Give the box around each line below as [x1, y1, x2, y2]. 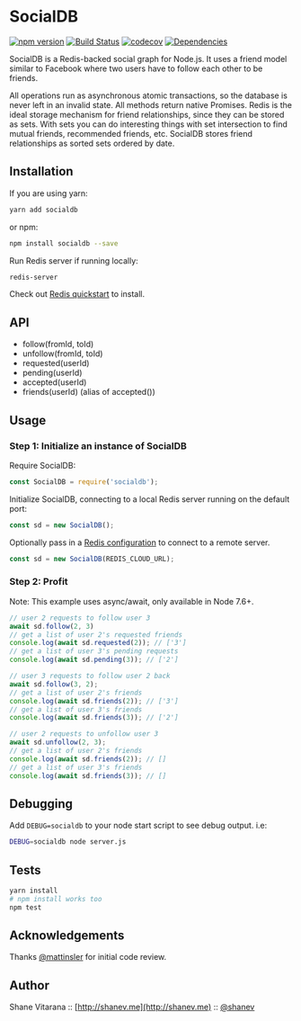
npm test [9, 902, 42, 912]
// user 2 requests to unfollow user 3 [9, 730, 159, 739]
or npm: [9, 221, 39, 232]
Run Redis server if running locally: [9, 255, 139, 266]
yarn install [9, 886, 58, 896]
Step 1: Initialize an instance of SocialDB [9, 439, 187, 452]
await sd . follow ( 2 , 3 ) [9, 622, 94, 631]
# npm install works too [9, 894, 102, 903]
